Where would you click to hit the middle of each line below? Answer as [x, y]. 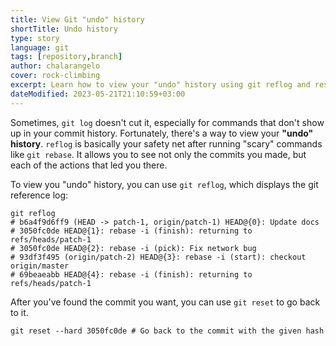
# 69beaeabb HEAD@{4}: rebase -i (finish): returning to [131, 274]
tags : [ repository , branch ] [66, 57]
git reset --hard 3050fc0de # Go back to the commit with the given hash [167, 331]
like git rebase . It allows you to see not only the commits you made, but [158, 154]
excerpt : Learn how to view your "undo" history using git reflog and [160, 85]
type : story [35, 38]
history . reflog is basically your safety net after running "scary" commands [166, 143]
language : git [40, 47]
